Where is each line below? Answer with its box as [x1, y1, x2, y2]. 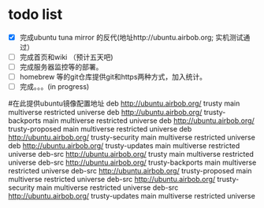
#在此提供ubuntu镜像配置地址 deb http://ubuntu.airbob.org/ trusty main [8, 98, 240, 108]
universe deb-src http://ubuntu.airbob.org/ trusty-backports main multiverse [8, 158, 257, 167]
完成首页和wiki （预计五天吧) [19, 53, 113, 61]
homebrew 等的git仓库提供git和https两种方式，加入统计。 [19, 72, 207, 82]
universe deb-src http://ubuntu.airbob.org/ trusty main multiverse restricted [8, 150, 254, 159]
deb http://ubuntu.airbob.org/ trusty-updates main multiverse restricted [8, 141, 240, 150]
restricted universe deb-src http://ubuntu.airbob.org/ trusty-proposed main [8, 166, 252, 176]
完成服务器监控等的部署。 [19, 62, 103, 72]
